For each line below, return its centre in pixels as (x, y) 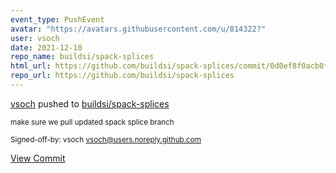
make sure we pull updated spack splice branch (92, 122)
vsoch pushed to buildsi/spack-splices (90, 103)
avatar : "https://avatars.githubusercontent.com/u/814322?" (138, 29)
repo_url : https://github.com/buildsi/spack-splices (122, 76)
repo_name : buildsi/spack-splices (82, 57)
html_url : (31, 66)
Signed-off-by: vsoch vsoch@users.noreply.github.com (106, 139)
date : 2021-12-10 (46, 47)
